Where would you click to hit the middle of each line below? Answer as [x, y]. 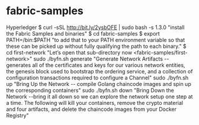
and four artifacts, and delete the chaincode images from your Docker [91, 109]
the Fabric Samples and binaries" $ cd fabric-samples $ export [83, 33]
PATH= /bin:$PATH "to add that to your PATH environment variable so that [96, 40]
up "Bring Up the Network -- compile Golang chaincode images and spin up [99, 84]
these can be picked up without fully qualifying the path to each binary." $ [96, 46]
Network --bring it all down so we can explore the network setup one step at [99, 97]
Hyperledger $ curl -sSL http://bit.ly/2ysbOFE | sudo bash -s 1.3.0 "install [95, 27]
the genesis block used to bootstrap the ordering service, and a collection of [99, 71]
